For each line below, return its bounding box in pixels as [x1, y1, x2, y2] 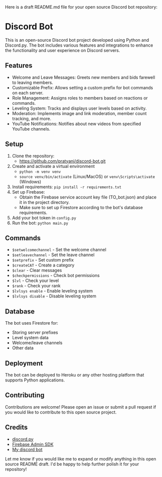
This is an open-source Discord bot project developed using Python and [5, 37, 149, 43]
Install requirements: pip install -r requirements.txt [12, 184, 122, 190]
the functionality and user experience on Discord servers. [5, 47, 120, 53]
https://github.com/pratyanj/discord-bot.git [19, 158, 106, 164]
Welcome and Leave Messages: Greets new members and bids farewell [12, 74, 155, 80]
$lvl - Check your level [12, 278, 59, 283]
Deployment [5, 359, 43, 367]
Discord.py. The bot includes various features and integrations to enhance [5, 42, 153, 48]
